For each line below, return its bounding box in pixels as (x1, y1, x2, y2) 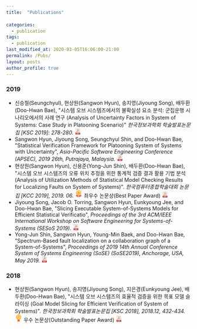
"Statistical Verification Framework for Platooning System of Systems (14, 141, 182, 149)
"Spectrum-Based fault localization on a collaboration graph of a (14, 237, 171, 244)
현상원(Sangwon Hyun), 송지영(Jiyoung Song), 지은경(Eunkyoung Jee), (14, 286, 184, 293)
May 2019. (14, 257, 40, 264)
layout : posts (6, 59, 41, 65)
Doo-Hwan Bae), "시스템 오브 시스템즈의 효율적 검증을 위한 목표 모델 (26, 293, 185, 300)
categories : (6, 22, 35, 28)
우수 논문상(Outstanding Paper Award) (23, 317, 115, 324)
